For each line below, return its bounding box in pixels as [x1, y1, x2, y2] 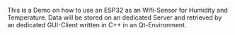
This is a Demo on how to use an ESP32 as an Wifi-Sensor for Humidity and [7, 6, 228, 14]
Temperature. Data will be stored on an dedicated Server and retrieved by [7, 13, 222, 22]
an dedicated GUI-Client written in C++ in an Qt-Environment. [7, 21, 187, 29]
